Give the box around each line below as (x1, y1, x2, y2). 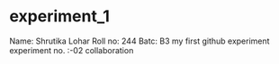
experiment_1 (9, 6, 111, 27)
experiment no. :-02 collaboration (9, 44, 134, 55)
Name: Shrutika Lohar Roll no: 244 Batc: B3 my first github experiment (9, 36, 270, 46)
